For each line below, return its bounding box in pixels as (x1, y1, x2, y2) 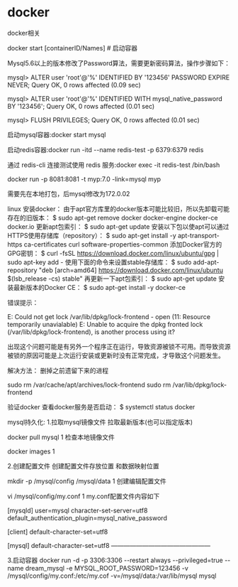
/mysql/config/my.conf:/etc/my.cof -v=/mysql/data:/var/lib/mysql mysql (7, 571, 217, 580)
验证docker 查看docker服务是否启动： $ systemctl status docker (7, 402, 195, 411)
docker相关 (7, 28, 40, 37)
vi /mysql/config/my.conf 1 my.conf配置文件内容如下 (7, 492, 160, 500)
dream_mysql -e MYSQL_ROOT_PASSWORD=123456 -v (25, 564, 189, 572)
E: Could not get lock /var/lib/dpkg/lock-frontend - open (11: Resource (7, 312, 211, 321)
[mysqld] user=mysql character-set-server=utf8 (7, 506, 148, 515)
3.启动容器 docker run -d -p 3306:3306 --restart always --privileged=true (7, 556, 223, 564)
